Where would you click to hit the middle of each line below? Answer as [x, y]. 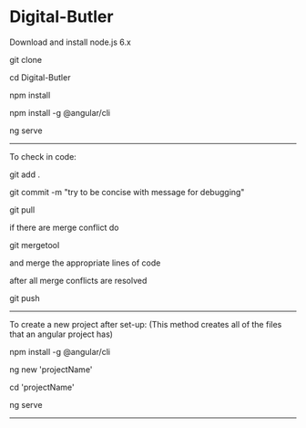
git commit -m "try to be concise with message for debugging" [127, 192]
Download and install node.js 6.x [71, 42]
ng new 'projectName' [51, 369]
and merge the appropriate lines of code [85, 263]
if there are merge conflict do [64, 227]
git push [25, 298]
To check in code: [43, 156]
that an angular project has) [61, 334]
